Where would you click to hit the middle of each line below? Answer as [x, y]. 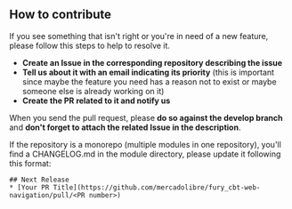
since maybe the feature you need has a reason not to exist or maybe [150, 81]
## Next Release [39, 180]
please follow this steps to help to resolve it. [90, 45]
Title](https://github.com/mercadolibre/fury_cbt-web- [157, 187]
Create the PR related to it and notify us [96, 100]
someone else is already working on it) [93, 91]
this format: [30, 163]
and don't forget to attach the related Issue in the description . [125, 127]
